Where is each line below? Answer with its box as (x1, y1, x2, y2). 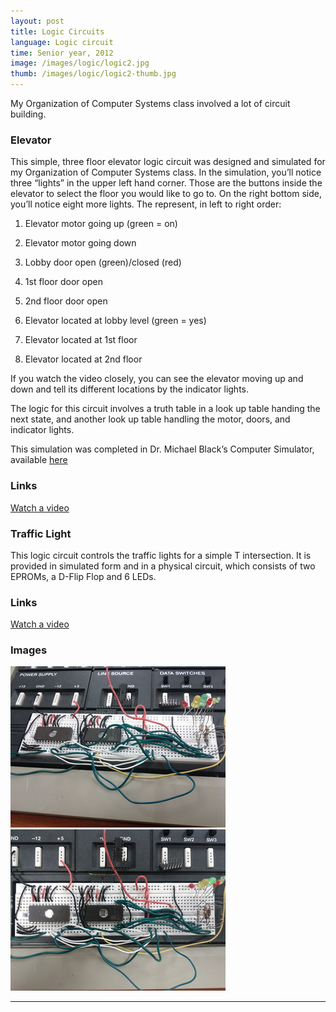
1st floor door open (24, 276, 103, 288)
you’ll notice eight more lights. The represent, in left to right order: (10, 198, 282, 210)
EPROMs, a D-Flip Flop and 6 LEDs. (10, 570, 157, 582)
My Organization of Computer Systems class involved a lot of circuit (10, 98, 291, 109)
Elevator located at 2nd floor (24, 353, 143, 365)
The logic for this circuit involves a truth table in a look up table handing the (10, 403, 321, 415)
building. (10, 108, 47, 120)
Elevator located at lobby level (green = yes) (24, 315, 207, 327)
